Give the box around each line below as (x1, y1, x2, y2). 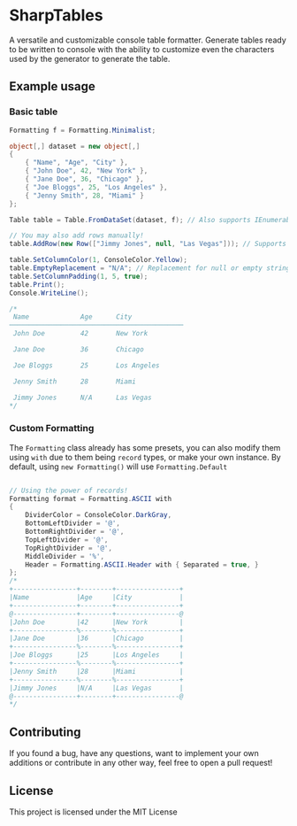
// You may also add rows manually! (9, 231, 144, 240)
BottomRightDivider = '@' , (25, 528, 125, 537)
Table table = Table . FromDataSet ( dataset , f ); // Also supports (9, 215, 251, 224)
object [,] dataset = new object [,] (9, 142, 141, 151)
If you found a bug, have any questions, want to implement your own (9, 748, 259, 759)
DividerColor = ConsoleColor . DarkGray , (25, 511, 172, 520)
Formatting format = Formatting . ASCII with (9, 494, 172, 503)
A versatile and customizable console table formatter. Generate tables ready (9, 35, 287, 45)
